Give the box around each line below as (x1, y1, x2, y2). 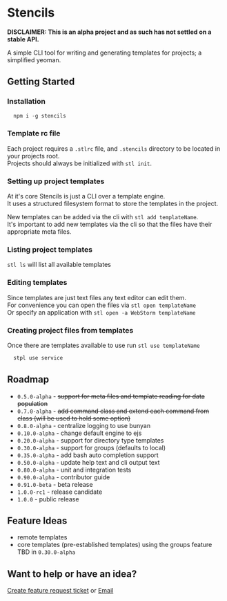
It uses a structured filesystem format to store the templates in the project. (7, 199, 219, 208)
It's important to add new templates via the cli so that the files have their (7, 220, 213, 229)
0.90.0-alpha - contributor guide (17, 472, 110, 481)
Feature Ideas (7, 515, 68, 527)
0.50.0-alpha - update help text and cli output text (17, 458, 160, 466)
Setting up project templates (7, 176, 105, 186)
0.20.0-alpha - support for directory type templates (17, 436, 164, 444)
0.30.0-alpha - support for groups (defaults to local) (17, 443, 166, 452)
